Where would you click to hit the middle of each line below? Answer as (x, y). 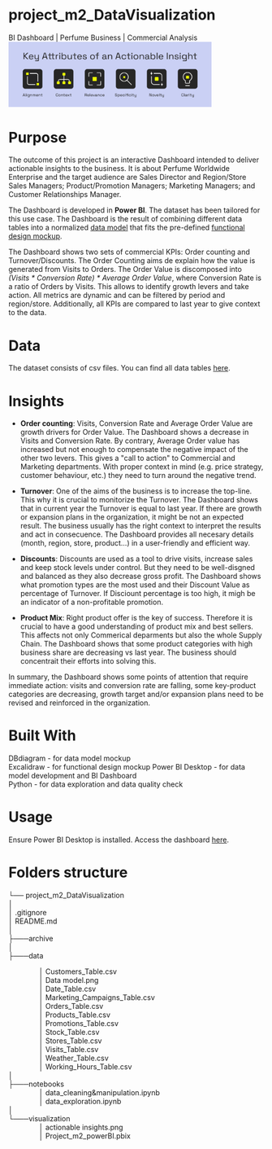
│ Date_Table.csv (68, 989)
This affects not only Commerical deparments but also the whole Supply (141, 635)
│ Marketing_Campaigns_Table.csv (97, 998)
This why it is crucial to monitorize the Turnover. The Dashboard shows (139, 500)
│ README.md (33, 921)
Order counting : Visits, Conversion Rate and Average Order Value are (136, 423)
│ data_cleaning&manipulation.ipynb (100, 1093)
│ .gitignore (28, 913)
